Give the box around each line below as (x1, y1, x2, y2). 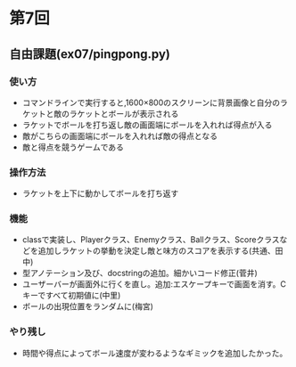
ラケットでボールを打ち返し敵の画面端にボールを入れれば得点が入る (21, 119, 273, 130)
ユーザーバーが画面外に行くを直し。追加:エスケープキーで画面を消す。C (21, 279, 287, 290)
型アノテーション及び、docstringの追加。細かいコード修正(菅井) (21, 268, 259, 279)
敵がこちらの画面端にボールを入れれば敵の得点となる (21, 130, 218, 141)
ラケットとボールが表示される (69, 108, 179, 118)
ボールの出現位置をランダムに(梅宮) (21, 301, 154, 312)
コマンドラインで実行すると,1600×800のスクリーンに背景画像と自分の (21, 97, 281, 108)
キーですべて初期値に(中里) (21, 290, 121, 301)
